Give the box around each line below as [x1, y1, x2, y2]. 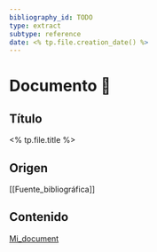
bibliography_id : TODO [9, 12, 93, 22]
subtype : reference [9, 29, 82, 38]
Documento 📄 [9, 76, 112, 96]
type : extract [9, 21, 62, 30]
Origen [9, 161, 49, 176]
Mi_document [9, 232, 59, 244]
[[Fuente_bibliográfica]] [9, 184, 96, 195]
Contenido [9, 209, 69, 224]
